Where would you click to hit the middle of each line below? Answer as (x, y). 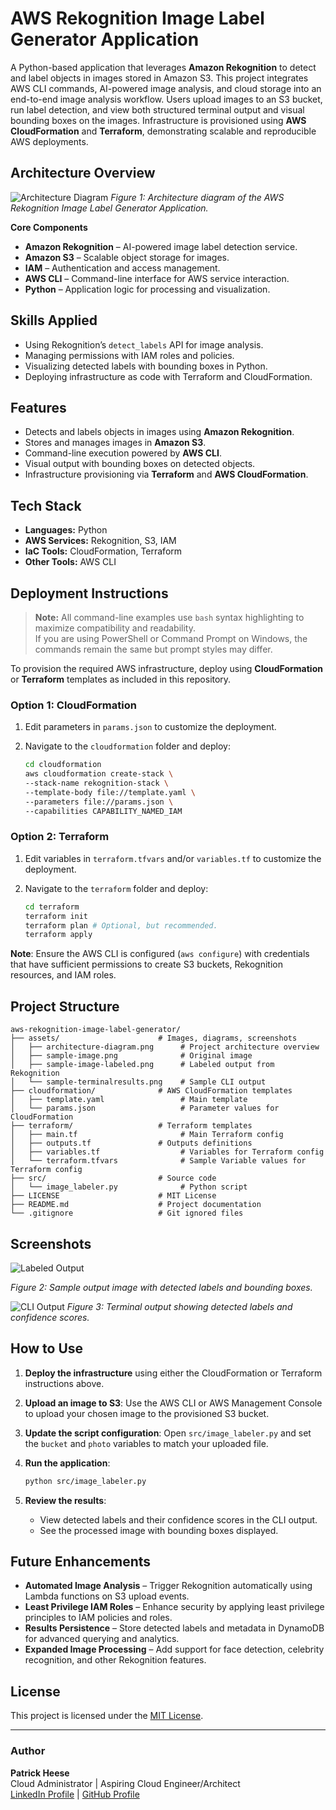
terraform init (56, 916)
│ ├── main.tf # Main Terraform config (147, 1135)
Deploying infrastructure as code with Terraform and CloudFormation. (168, 376)
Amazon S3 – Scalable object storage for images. (127, 257)
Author (28, 1751)
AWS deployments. (49, 141)
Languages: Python (66, 530)
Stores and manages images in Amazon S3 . (115, 443)
